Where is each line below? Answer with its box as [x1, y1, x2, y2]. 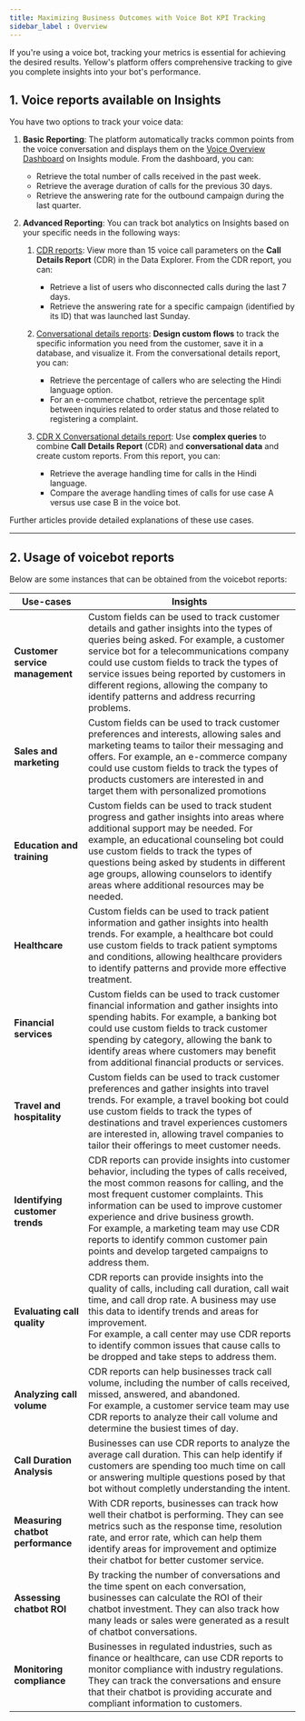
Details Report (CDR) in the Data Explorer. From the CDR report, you [35, 255, 292, 265]
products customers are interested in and [87, 774, 264, 786]
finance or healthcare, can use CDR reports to [87, 1652, 284, 1665]
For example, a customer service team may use [87, 1399, 290, 1412]
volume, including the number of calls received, [87, 1376, 290, 1389]
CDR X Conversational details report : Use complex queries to [35, 431, 267, 442]
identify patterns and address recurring [87, 690, 256, 703]
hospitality [14, 1111, 62, 1124]
